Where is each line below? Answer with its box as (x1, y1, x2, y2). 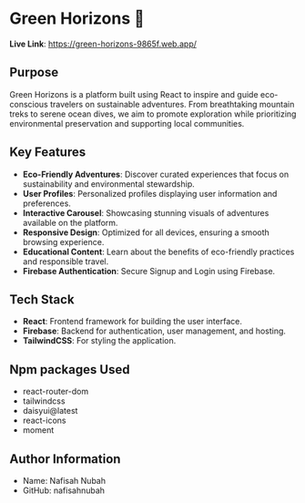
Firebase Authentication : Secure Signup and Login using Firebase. (22, 265, 276, 276)
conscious (9, 98, 48, 109)
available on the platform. (22, 217, 118, 228)
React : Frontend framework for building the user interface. (22, 316, 243, 327)
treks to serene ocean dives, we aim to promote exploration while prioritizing (9, 108, 297, 119)
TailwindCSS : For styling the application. (22, 335, 177, 346)
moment (22, 425, 55, 436)
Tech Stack (9, 292, 75, 307)
